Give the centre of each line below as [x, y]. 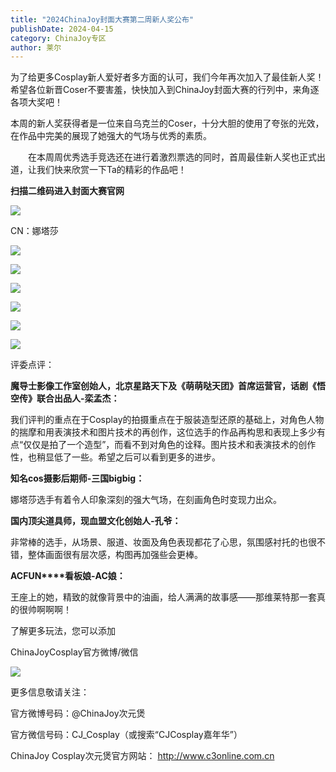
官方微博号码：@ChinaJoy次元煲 [78, 713]
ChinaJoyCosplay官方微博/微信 [74, 652]
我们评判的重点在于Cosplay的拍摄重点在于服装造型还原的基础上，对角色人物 [167, 420]
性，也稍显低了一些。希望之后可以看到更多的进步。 [115, 457]
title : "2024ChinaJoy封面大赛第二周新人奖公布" [102, 19]
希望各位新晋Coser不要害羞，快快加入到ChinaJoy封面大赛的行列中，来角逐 [165, 90]
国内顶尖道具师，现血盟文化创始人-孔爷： [96, 521]
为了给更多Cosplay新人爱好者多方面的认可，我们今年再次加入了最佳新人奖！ [167, 77]
